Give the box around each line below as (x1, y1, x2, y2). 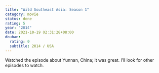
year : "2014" (5, 25, 32, 30)
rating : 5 (5, 21, 26, 26)
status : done (5, 16, 32, 21)
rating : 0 (9, 39, 30, 44)
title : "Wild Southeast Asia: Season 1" (5, 7, 90, 12)
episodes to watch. (5, 62, 44, 68)
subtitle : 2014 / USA (9, 44, 54, 49)
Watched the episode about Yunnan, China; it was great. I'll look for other (5, 57, 154, 63)
